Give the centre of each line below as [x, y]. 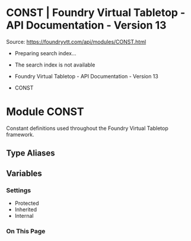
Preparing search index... [45, 53]
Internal [24, 215]
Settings [19, 190]
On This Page [26, 231]
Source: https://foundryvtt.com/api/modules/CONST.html [76, 42]
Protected [27, 203]
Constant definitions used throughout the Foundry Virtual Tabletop [87, 128]
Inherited [26, 209]
